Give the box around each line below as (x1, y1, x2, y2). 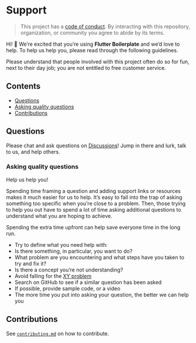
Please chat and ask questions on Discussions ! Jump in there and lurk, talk (6, 142, 187, 149)
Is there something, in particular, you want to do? (14, 247, 133, 254)
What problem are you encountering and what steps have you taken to (14, 253, 184, 261)
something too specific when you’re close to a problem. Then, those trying (6, 200, 186, 207)
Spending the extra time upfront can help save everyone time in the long (6, 223, 181, 230)
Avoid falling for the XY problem (14, 272, 92, 279)
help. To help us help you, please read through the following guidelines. (6, 46, 178, 53)
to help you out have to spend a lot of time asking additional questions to (6, 206, 181, 213)
